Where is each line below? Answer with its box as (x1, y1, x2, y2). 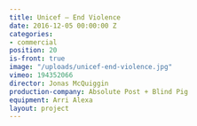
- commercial (9, 37, 58, 47)
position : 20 (9, 46, 58, 55)
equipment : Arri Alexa (9, 95, 93, 105)
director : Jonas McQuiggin (9, 79, 109, 88)
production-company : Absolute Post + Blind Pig (9, 87, 189, 96)
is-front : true (9, 54, 66, 63)
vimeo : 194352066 (9, 71, 74, 80)
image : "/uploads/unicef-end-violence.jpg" (9, 63, 173, 72)
